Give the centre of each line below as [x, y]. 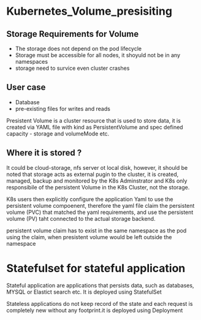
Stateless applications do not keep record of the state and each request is [100, 303]
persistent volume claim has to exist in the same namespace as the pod [97, 230]
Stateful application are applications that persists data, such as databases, [100, 285]
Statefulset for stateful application [96, 268]
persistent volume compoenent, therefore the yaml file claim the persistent [100, 205]
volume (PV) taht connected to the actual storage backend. [81, 218]
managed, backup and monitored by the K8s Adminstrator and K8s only [97, 181]
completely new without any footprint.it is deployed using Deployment [95, 310]
